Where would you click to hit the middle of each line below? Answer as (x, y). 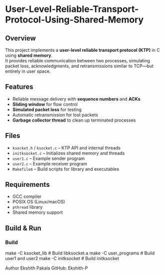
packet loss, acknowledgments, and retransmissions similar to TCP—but (79, 66)
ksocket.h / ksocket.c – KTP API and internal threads (66, 147)
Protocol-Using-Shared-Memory (74, 20)
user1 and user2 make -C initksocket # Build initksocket (62, 259)
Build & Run (23, 228)
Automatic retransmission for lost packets (55, 115)
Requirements (27, 185)
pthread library (27, 207)
